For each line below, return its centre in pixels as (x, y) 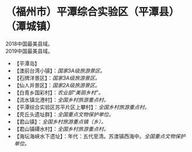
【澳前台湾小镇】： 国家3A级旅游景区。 (60, 70)
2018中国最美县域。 (29, 44)
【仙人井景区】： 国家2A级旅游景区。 (57, 85)
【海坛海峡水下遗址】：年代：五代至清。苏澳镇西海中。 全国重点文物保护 (100, 136)
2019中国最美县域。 (29, 51)
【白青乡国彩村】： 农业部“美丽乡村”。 (59, 92)
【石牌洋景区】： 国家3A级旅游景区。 (57, 78)
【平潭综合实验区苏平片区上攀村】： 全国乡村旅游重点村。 (82, 107)
